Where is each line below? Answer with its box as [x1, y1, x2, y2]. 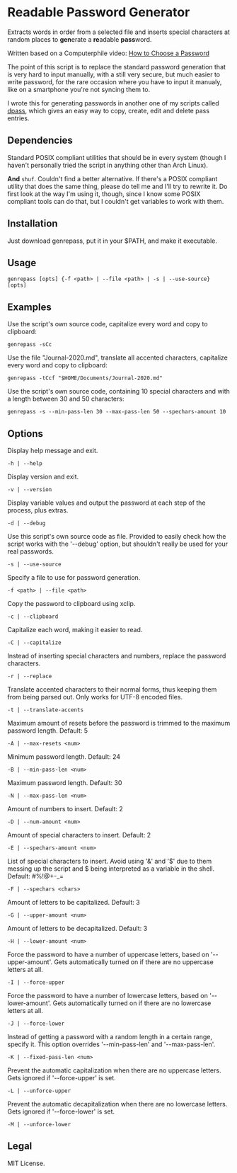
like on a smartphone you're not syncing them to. [7, 85, 151, 93]
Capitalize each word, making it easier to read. [7, 626, 143, 634]
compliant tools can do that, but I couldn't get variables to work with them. [7, 197, 224, 205]
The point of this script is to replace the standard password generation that [7, 62, 226, 71]
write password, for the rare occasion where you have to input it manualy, [7, 77, 222, 86]
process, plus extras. [7, 506, 69, 514]
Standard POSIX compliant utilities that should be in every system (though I [7, 153, 226, 161]
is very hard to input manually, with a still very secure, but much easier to [7, 70, 221, 79]
